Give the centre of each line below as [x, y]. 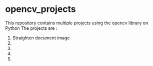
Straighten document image [41, 38]
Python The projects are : [31, 28]
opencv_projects [40, 9]
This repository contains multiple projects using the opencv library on [77, 23]
